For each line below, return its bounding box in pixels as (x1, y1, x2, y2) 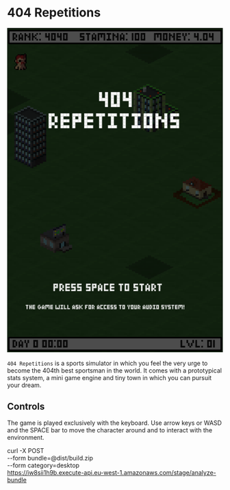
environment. (7, 434, 44, 442)
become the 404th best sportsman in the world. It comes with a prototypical (7, 366, 222, 375)
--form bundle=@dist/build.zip (7, 454, 94, 463)
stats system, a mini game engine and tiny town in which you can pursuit (7, 373, 212, 382)
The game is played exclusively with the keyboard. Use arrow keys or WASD (7, 419, 222, 427)
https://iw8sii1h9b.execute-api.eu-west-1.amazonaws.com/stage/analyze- (7, 469, 217, 477)
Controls (7, 400, 45, 412)
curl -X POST (7, 447, 44, 455)
